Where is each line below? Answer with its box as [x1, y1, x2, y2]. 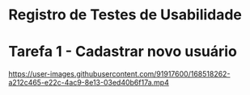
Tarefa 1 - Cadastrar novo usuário [8, 43, 237, 61]
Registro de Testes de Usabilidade [8, 6, 243, 24]
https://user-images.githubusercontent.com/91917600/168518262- [8, 69, 231, 79]
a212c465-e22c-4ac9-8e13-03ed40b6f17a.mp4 [8, 78, 170, 88]
